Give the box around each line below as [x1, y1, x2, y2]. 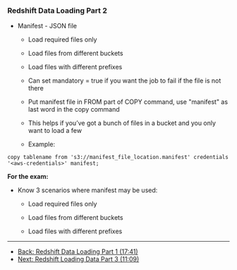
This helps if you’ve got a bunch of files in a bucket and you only [28, 119, 217, 127]
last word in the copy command [28, 105, 120, 114]
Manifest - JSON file [17, 22, 78, 30]
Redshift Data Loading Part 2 [7, 6, 107, 16]
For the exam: [7, 172, 49, 181]
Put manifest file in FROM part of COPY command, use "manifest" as [28, 98, 228, 106]
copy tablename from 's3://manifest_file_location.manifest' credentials [7, 154, 229, 161]
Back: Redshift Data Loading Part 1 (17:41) [17, 247, 139, 256]
